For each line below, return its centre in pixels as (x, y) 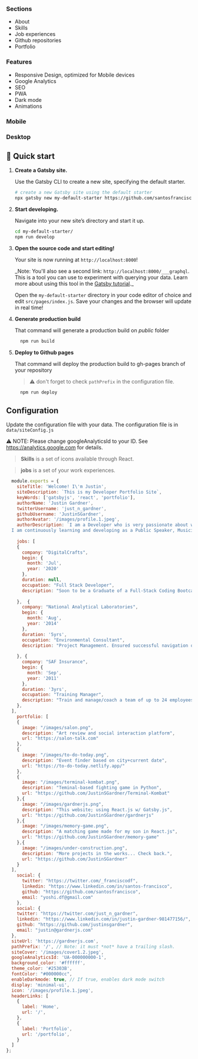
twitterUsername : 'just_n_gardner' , (62, 508)
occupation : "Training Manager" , (63, 695)
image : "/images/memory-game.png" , (65, 826)
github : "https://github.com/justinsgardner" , (75, 925)
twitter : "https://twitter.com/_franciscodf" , (80, 881)
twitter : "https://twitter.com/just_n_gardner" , (77, 914)
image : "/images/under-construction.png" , (75, 848)
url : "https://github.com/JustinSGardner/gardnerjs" (88, 815)
